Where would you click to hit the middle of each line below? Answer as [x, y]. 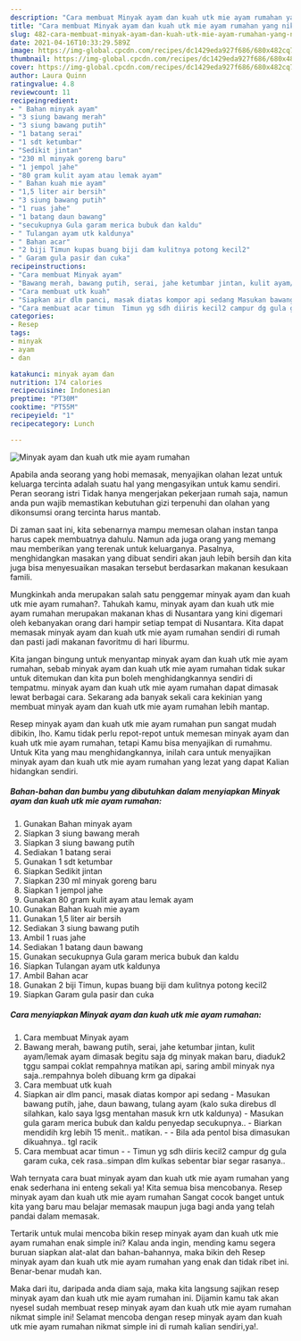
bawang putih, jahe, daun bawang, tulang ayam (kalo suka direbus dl [150, 1104]
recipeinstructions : [49, 267]
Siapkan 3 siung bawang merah [81, 833]
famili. [21, 577]
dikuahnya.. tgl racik [60, 1141]
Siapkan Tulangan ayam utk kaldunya [92, 966]
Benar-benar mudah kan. [56, 1271]
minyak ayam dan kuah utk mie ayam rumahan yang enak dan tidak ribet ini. [150, 1262]
